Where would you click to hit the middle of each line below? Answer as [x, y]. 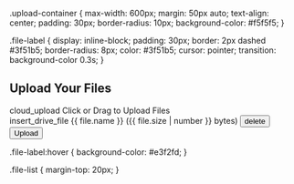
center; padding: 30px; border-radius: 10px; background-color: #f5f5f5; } [147, 23]
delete [255, 121]
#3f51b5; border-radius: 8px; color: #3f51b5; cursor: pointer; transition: [143, 50]
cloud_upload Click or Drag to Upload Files [90, 110]
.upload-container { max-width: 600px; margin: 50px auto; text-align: [139, 13]
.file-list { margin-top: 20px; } [64, 169]
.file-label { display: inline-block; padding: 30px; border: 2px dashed [138, 41]
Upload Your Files [61, 89]
